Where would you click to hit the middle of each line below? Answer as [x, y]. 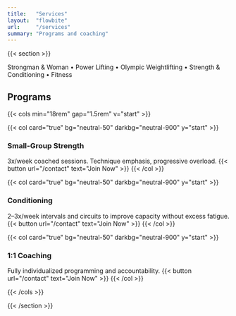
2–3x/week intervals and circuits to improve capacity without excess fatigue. [118, 216]
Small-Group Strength [46, 145]
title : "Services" [38, 14]
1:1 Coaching [30, 255]
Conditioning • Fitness [40, 75]
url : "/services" [39, 27]
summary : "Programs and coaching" [58, 34]
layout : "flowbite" [38, 20]
